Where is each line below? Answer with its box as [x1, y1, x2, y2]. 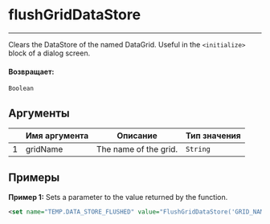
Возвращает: [8, 67, 55, 76]
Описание [116, 130, 158, 141]
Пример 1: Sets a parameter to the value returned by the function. [8, 192, 228, 202]
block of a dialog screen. [8, 48, 91, 58]
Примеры [8, 171, 60, 185]
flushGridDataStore [8, 6, 141, 24]
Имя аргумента [25, 130, 89, 141]
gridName [25, 143, 63, 154]
